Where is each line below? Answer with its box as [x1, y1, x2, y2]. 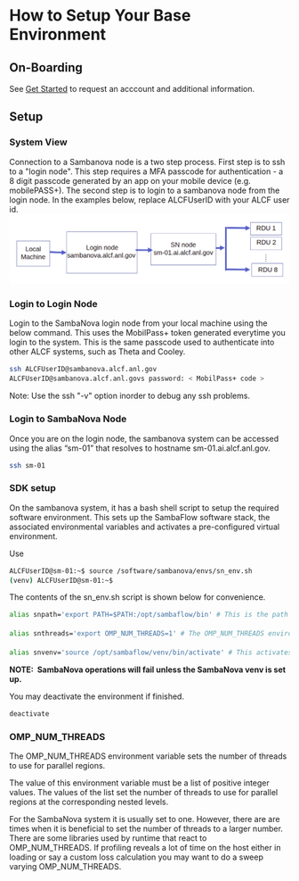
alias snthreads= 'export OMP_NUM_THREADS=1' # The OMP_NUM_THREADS [9, 629, 265, 638]
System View [9, 136, 69, 148]
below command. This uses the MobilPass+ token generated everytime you [9, 328, 287, 338]
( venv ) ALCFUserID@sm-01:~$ [9, 576, 114, 585]
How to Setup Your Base [9, 5, 191, 26]
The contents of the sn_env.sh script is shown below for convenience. [9, 592, 266, 603]
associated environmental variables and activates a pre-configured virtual [9, 521, 280, 532]
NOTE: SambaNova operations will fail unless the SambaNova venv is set [9, 664, 287, 675]
